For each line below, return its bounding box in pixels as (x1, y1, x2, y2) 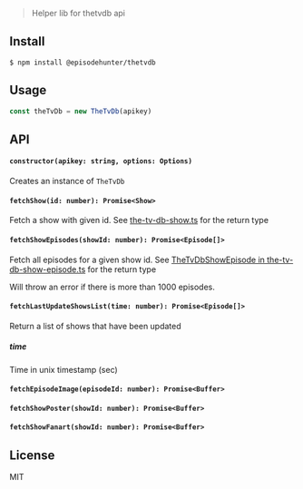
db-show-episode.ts (9, 263, 86, 275)
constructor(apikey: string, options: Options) (9, 157, 193, 166)
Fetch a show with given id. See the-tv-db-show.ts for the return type (9, 215, 269, 226)
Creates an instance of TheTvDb (9, 176, 125, 187)
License (9, 447, 55, 463)
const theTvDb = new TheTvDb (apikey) (9, 106, 152, 116)
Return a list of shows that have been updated (9, 320, 181, 331)
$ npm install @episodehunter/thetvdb (9, 58, 156, 67)
